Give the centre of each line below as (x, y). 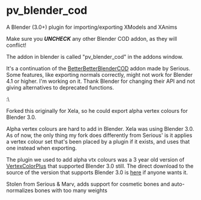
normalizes (20, 190)
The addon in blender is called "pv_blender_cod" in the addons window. (95, 56)
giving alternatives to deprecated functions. (60, 87)
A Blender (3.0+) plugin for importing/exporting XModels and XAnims (92, 27)
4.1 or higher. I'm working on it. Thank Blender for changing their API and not (100, 81)
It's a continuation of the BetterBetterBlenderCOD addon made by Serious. (98, 68)
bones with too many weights (71, 190)
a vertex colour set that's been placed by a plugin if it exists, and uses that (98, 141)
